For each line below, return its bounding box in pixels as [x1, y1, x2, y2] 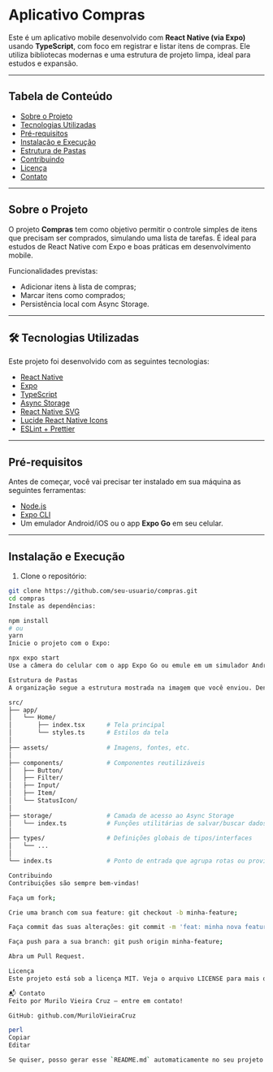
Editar [8, 1041, 31, 1049]
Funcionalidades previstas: [8, 266, 98, 275]
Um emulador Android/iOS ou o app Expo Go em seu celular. [19, 518, 223, 529]
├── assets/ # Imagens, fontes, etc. [8, 743, 191, 752]
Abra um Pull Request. [8, 953, 85, 961]
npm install [8, 616, 49, 625]
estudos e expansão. [8, 58, 79, 68]
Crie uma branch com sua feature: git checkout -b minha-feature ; [8, 908, 238, 917]
